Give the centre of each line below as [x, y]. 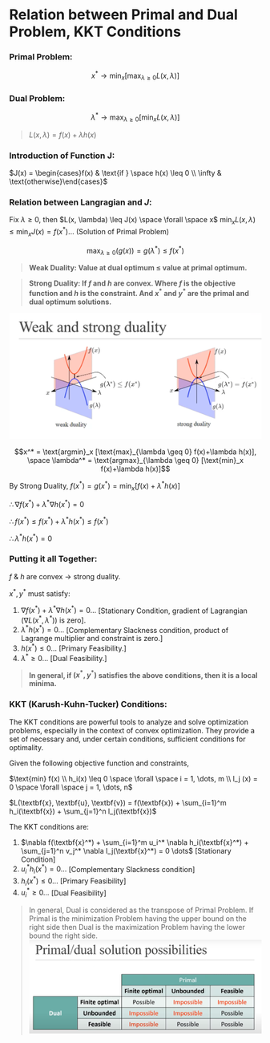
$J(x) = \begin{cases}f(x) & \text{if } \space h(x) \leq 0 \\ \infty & [116, 172]
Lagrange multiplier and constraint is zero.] [92, 639]
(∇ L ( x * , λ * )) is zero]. [53, 619]
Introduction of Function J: [62, 156]
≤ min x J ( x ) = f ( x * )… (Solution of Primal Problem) [89, 232]
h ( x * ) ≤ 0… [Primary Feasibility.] [73, 647]
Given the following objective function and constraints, [99, 763]
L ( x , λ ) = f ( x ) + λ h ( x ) [62, 135]
